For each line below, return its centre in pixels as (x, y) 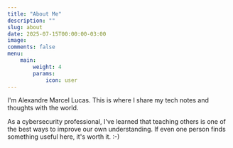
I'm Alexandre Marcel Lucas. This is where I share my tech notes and (108, 100)
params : (44, 73)
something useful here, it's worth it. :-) (64, 137)
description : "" (31, 21)
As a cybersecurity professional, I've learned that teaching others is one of (116, 122)
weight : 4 (47, 67)
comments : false (31, 47)
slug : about (25, 27)
